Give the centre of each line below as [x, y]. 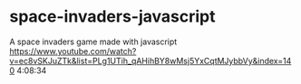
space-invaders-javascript [112, 17]
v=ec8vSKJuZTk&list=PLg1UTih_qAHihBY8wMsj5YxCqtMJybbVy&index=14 [150, 61]
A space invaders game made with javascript [93, 42]
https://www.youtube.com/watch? [73, 51]
